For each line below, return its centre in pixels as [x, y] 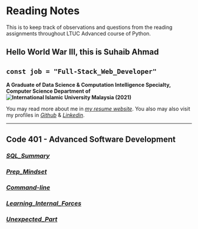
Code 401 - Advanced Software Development [91, 139]
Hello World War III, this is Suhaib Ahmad [82, 52]
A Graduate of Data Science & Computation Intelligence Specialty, [88, 85]
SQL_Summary [28, 156]
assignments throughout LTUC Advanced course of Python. [79, 33]
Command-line [28, 188]
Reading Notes [43, 11]
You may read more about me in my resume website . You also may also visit [98, 109]
